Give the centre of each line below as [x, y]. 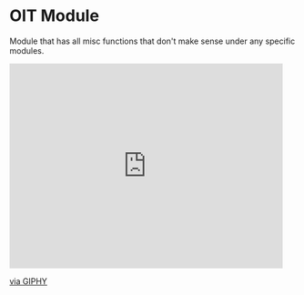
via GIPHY [29, 281]
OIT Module [55, 16]
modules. [27, 50]
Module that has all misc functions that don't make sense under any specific [152, 41]
